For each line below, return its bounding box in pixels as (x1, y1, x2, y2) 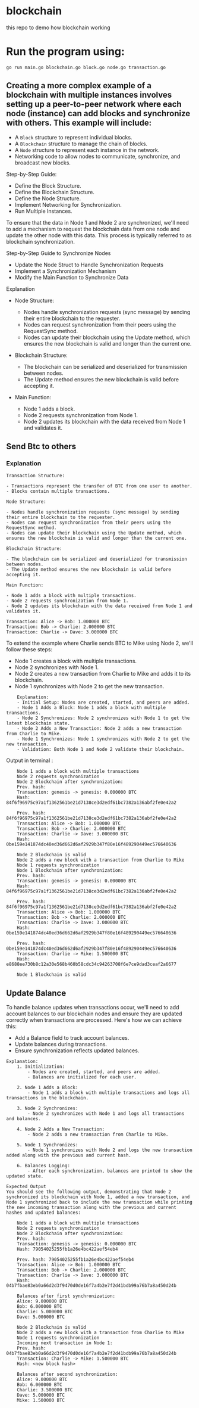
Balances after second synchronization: (17, 1372, 118, 1378)
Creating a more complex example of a (6, 80, 151, 91)
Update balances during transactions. (14, 1041, 108, 1048)
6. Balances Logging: (17, 1163, 70, 1169)
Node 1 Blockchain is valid (17, 972, 86, 978)
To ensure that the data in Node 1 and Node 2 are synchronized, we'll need (6, 219, 189, 226)
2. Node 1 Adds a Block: (17, 1084, 78, 1091)
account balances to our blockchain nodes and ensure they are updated (6, 1010, 182, 1017)
